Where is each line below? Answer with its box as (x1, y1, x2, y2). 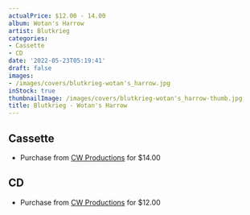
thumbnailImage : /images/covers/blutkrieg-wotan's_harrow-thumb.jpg (8, 94, 243, 102)
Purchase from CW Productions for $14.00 (19, 152, 161, 162)
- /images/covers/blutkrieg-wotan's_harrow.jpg (8, 79, 171, 87)
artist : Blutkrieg (8, 27, 70, 35)
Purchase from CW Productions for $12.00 (19, 197, 161, 207)
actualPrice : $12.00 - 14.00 (8, 11, 106, 20)
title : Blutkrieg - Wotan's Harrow (8, 101, 128, 110)
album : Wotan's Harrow (8, 19, 84, 27)
